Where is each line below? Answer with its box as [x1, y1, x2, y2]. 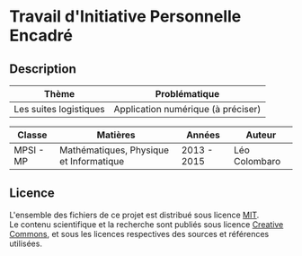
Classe [17, 128, 48, 141]
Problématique [155, 88, 220, 100]
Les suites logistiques [13, 103, 105, 115]
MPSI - [13, 144, 45, 156]
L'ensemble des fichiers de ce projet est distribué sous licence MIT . [9, 209, 260, 220]
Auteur [245, 128, 277, 141]
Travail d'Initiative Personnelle [9, 6, 242, 27]
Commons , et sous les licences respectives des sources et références [9, 228, 270, 239]
